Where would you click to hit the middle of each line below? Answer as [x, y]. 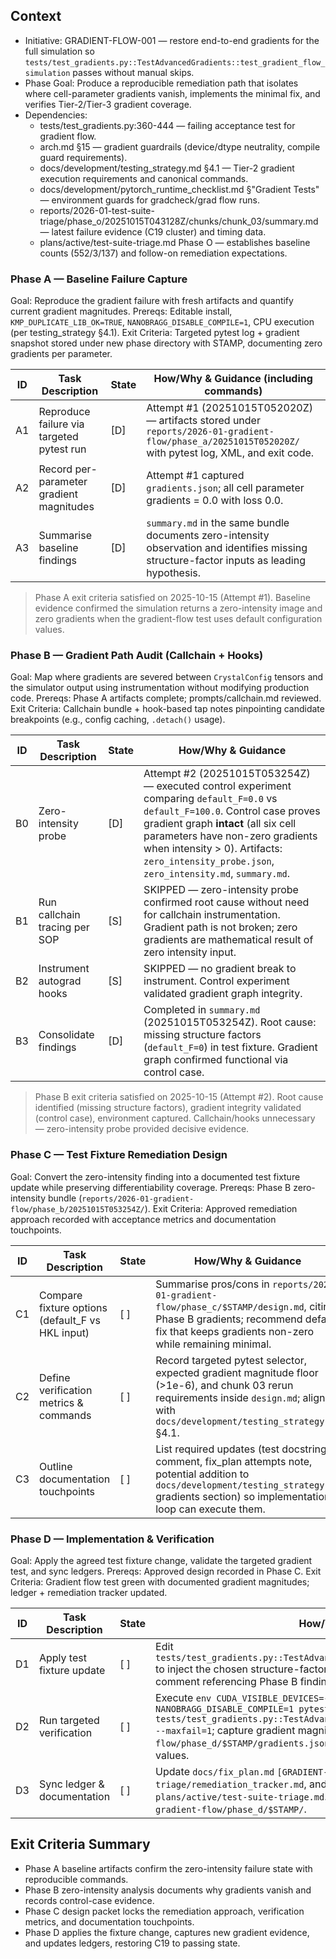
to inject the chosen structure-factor [241, 1669]
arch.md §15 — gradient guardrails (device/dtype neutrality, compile [180, 146]
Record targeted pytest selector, [231, 1360]
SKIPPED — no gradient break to [220, 969]
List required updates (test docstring [241, 1449]
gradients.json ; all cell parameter [225, 488]
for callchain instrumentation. [212, 915]
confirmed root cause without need [226, 902]
